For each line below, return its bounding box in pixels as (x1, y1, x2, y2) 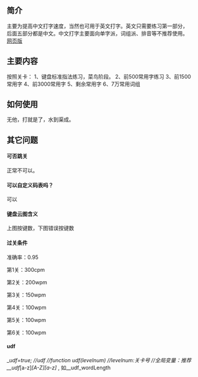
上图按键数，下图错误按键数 (7, 225, 74, 232)
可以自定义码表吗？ (7, 181, 54, 188)
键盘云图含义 (7, 210, 38, 217)
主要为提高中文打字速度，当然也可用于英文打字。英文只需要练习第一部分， (7, 22, 188, 30)
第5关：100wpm (7, 316, 46, 323)
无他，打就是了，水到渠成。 (7, 116, 74, 123)
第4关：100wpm (7, 304, 47, 311)
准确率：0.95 (7, 253, 39, 261)
